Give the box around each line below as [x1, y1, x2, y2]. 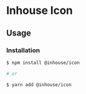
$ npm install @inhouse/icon [6, 59, 80, 65]
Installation [6, 46, 41, 55]
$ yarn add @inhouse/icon [6, 81, 71, 88]
